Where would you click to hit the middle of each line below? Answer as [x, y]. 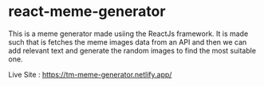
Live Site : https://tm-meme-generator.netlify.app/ [90, 74]
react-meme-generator [87, 12]
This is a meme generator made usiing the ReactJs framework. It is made [128, 34]
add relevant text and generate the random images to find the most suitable [132, 50]
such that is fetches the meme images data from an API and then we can [128, 42]
